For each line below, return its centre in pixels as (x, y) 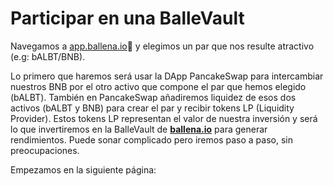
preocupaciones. (45, 150)
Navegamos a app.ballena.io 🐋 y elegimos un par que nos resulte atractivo (162, 46)
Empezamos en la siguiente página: (83, 169)
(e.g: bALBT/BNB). (48, 56)
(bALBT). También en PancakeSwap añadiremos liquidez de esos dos (153, 97)
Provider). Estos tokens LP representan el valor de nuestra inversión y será (164, 118)
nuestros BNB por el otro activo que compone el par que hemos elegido (158, 86)
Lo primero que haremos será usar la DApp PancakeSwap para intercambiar (167, 76)
